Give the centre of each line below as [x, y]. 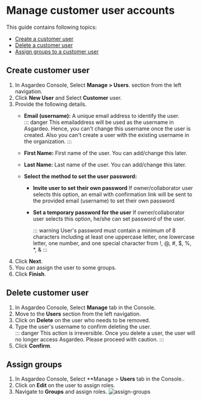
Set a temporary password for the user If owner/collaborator [109, 212]
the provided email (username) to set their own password [104, 200]
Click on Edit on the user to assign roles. [65, 385]
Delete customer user [47, 293]
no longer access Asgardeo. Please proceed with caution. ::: [89, 339]
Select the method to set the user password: [80, 176]
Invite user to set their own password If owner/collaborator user [113, 188]
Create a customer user [44, 38]
